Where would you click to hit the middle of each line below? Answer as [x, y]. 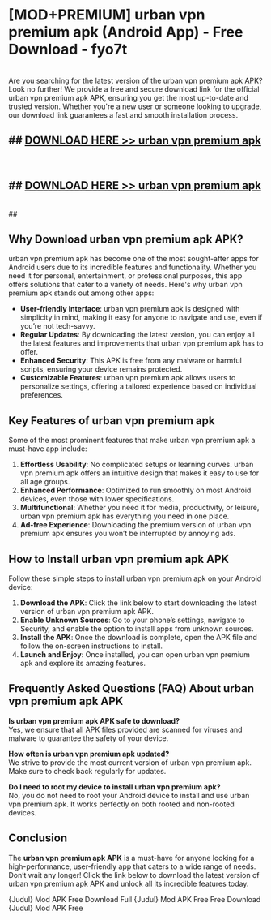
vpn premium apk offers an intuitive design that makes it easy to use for [140, 473]
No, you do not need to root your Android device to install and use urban [129, 795]
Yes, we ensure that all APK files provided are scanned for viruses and [125, 729]
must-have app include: [48, 449]
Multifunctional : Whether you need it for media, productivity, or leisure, [140, 508]
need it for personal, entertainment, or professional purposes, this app [125, 276]
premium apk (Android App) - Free [126, 32]
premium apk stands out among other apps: [81, 293]
